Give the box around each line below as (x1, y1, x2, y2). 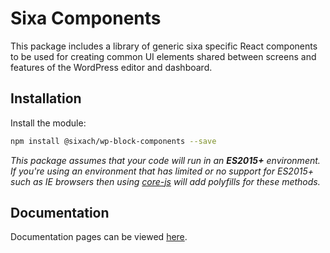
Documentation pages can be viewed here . (10, 231, 188, 243)
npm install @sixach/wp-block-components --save (10, 136, 217, 146)
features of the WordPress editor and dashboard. (10, 61, 213, 73)
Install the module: (10, 117, 87, 129)
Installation (10, 90, 82, 107)
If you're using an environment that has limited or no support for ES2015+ (10, 165, 314, 177)
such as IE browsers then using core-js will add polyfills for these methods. (10, 175, 321, 187)
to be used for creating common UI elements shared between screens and (10, 50, 317, 62)
